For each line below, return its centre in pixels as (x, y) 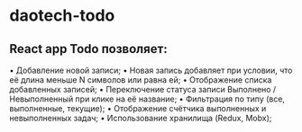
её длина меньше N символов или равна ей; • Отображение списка (141, 80)
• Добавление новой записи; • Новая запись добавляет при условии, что (151, 70)
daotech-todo (62, 16)
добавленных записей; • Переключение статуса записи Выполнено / (143, 89)
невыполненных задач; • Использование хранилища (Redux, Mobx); (141, 118)
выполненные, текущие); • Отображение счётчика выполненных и (138, 108)
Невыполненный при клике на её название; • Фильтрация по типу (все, (147, 99)
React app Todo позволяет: (89, 49)
